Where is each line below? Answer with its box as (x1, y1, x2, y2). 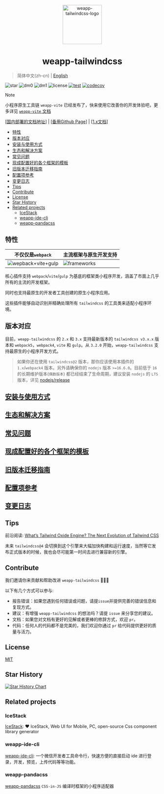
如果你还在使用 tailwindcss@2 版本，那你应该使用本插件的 (17, 359, 134, 364)
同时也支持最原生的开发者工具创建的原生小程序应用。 (5, 289, 113, 295)
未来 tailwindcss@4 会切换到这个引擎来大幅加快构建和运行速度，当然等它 (5, 543, 152, 549)
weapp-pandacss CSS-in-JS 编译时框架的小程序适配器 (5, 783, 114, 789)
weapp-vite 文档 (19, 108, 51, 114)
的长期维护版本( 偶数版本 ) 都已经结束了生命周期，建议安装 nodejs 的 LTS (17, 371, 158, 377)
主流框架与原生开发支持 (63, 251, 117, 258)
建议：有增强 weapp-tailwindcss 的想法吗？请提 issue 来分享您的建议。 (12, 610, 156, 616)
